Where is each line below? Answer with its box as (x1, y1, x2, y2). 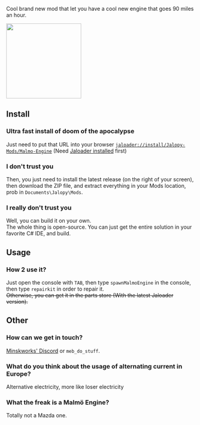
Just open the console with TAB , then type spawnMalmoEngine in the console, (6, 279, 192, 286)
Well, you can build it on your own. (6, 217, 92, 225)
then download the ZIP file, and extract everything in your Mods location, (6, 182, 186, 189)
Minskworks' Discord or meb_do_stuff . (6, 347, 101, 354)
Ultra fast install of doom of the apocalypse (6, 127, 135, 136)
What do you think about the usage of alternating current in (6, 362, 183, 370)
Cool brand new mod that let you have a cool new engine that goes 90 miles (6, 5, 194, 12)
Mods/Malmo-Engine (6, 148, 52, 154)
